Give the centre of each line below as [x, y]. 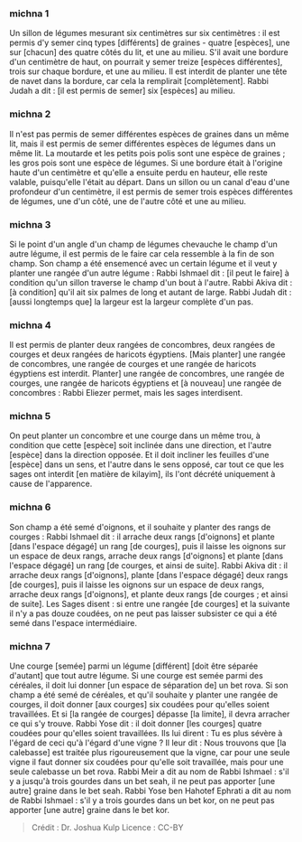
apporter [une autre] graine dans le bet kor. [89, 810]
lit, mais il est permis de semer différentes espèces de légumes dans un [143, 144]
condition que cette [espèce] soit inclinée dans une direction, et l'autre [141, 445]
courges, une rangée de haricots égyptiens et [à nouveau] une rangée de [146, 383]
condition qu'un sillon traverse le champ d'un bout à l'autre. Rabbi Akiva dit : [151, 282]
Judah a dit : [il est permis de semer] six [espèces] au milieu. [123, 91]
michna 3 [30, 224]
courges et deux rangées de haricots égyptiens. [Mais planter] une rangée [147, 354]
